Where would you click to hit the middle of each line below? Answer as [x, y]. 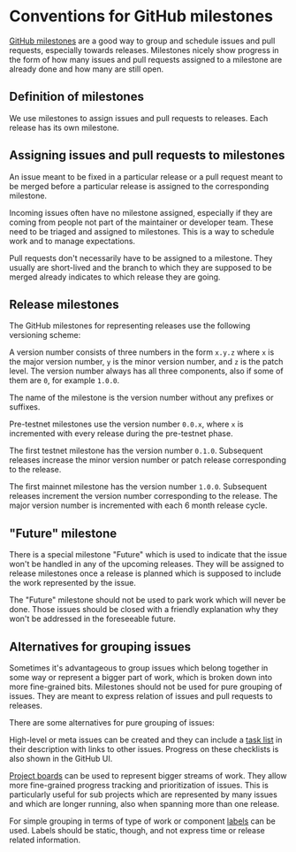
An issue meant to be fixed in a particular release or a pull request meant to [146, 177]
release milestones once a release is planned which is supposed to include [145, 573]
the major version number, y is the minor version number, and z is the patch [146, 362]
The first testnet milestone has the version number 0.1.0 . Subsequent [136, 451]
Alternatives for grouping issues [100, 646]
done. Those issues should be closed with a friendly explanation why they [144, 610]
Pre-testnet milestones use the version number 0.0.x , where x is [126, 424]
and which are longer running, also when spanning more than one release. [144, 804]
